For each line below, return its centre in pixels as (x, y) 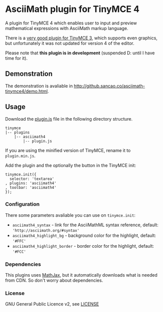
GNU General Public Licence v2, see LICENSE (52, 304)
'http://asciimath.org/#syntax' (46, 230)
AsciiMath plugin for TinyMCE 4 (72, 9)
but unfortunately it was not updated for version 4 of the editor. (70, 43)
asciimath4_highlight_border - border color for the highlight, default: (83, 246)
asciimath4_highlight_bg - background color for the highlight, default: (84, 235)
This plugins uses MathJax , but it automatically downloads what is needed (81, 275)
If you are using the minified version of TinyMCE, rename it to (68, 150)
